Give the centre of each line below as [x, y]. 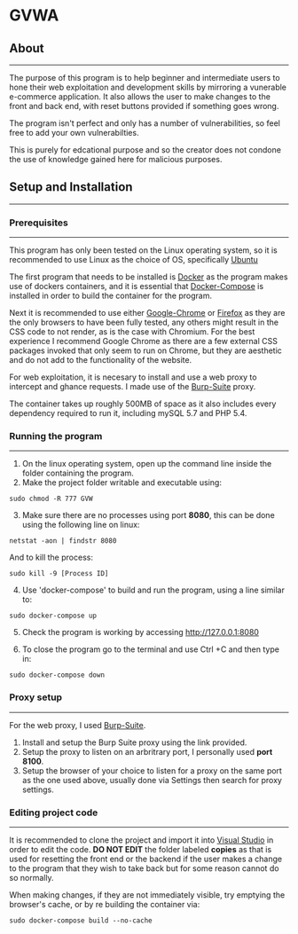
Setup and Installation [71, 187]
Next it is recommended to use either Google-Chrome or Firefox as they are [147, 313]
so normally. [32, 878]
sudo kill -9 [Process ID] [59, 574]
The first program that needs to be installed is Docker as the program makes [149, 277]
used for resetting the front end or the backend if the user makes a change [146, 859]
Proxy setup [36, 697]
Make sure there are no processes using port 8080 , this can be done [148, 515]
